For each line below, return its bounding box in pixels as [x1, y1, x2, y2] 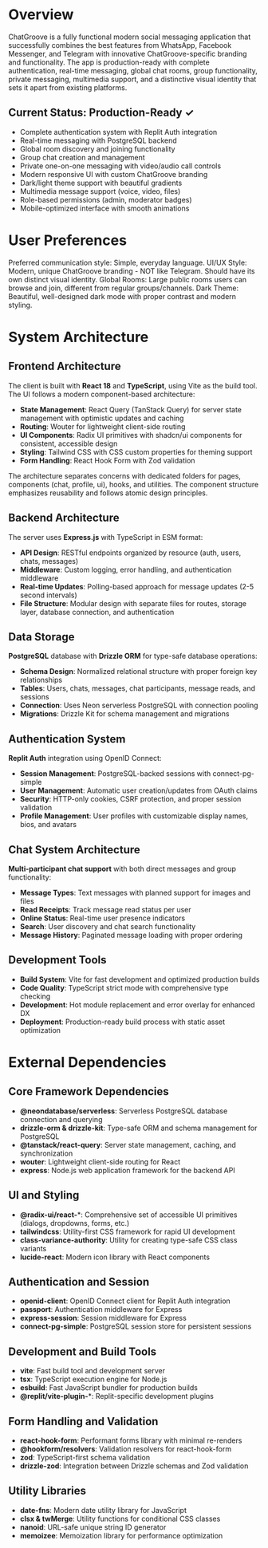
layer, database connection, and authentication [19, 607, 175, 616]
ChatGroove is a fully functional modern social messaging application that [8, 32, 251, 41]
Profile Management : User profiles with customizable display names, [19, 811, 249, 821]
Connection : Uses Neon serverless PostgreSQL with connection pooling [19, 700, 258, 711]
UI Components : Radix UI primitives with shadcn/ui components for [19, 430, 242, 439]
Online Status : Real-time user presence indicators [19, 913, 186, 923]
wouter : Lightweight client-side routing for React [19, 1156, 181, 1166]
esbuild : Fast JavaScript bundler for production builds [19, 1383, 198, 1392]
